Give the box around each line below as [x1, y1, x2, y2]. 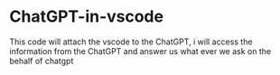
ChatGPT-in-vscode [9, 6, 164, 27]
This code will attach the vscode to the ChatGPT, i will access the [9, 36, 253, 47]
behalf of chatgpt [9, 55, 74, 66]
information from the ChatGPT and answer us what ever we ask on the [9, 45, 272, 56]
